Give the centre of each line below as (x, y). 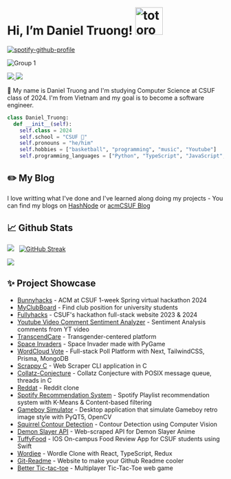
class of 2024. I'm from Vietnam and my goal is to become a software (106, 98)
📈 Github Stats (40, 228)
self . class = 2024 (46, 131)
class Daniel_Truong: (38, 118)
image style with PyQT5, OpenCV (64, 416)
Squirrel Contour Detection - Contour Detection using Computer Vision (117, 424)
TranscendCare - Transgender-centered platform (87, 336)
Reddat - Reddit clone (48, 388)
